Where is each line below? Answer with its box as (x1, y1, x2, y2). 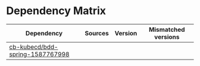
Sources (85, 29, 109, 37)
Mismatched (148, 25, 186, 34)
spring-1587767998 (9, 50, 70, 58)
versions (154, 32, 180, 41)
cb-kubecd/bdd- (9, 42, 58, 51)
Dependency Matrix (6, 4, 106, 18)
